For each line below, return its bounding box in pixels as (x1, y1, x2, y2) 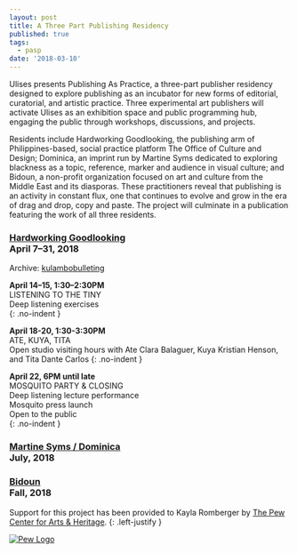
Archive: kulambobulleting (9, 263, 105, 274)
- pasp (17, 46, 42, 55)
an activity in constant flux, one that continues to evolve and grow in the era (9, 190, 287, 201)
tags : (9, 37, 29, 47)
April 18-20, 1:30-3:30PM (9, 325, 106, 336)
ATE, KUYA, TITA (9, 335, 71, 346)
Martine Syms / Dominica (9, 441, 121, 453)
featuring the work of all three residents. (9, 210, 157, 220)
